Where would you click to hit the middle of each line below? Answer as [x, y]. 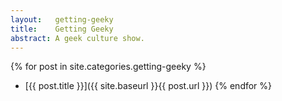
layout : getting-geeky [62, 19]
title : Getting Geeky [62, 29]
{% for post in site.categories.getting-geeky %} [108, 67]
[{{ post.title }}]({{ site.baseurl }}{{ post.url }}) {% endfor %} [148, 86]
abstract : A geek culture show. [77, 38]
